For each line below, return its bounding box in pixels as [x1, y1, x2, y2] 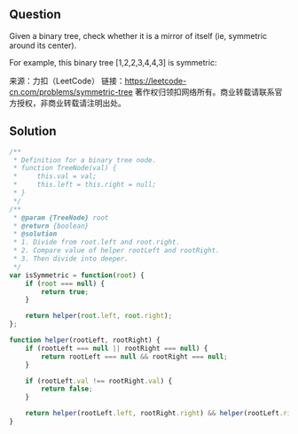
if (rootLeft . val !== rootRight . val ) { [25, 376, 173, 385]
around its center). [9, 40, 77, 50]
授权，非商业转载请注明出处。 [16, 97, 126, 108]
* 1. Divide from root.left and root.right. [12, 238, 180, 247]
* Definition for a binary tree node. [12, 155, 157, 165]
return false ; [41, 384, 93, 393]
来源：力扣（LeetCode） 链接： [9, 75, 126, 86]
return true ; [41, 287, 90, 296]
